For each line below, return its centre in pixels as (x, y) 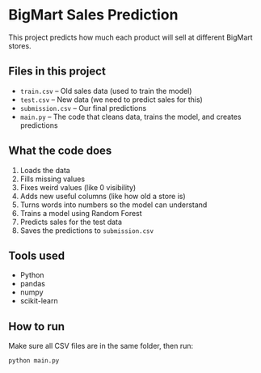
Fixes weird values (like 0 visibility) (78, 187)
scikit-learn (39, 301)
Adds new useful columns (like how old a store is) (103, 196)
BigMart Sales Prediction (93, 15)
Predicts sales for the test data (71, 222)
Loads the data (45, 170)
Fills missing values (53, 179)
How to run (37, 326)
